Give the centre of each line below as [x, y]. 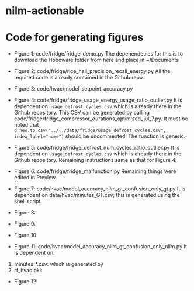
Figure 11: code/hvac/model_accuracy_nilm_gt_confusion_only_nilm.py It [101, 247]
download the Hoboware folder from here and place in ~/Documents [96, 60]
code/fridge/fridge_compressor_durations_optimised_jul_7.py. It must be [101, 119]
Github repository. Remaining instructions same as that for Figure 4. [95, 160]
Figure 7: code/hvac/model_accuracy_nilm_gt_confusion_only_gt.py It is [100, 189]
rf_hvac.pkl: [28, 271]
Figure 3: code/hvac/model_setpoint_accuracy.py [73, 89]
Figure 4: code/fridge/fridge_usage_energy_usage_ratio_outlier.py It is [98, 100]
